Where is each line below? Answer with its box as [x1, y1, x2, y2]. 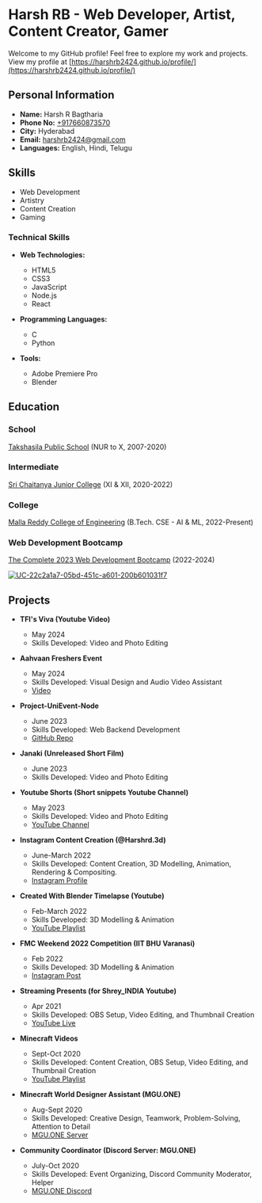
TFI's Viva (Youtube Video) [19, 615, 111, 624]
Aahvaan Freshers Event [19, 653, 103, 663]
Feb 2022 [31, 954, 63, 964]
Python [31, 338, 55, 348]
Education [8, 400, 60, 413]
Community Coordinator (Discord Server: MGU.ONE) [19, 1146, 196, 1155]
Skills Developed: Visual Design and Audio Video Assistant [31, 677, 222, 687]
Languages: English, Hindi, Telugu [19, 143, 133, 152]
